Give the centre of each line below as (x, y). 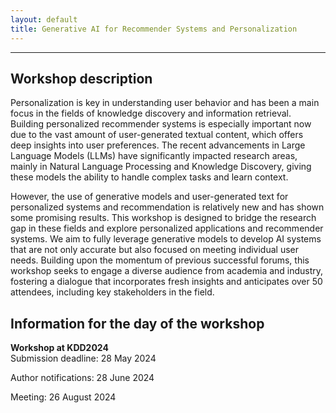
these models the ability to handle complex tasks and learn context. (149, 177)
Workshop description (81, 78)
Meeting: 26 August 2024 (63, 397)
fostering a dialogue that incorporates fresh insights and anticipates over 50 (166, 282)
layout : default (44, 19)
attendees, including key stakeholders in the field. (112, 292)
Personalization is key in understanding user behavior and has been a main (165, 103)
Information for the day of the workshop (137, 323)
